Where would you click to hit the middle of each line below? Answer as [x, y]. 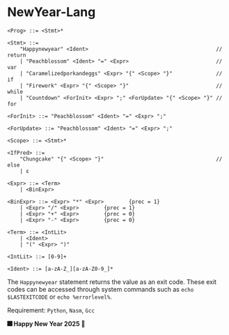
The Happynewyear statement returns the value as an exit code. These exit [112, 282]
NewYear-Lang [52, 12]
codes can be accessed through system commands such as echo [101, 289]
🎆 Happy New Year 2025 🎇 [46, 323]
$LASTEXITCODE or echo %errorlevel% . [60, 297]
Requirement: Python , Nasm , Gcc [51, 310]
